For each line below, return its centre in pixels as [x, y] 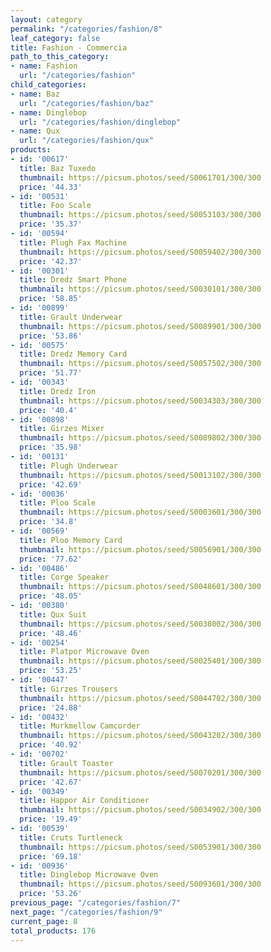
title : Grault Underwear [71, 317]
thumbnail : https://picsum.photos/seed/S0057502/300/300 [140, 364]
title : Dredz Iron [58, 391]
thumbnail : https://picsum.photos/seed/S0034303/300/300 [140, 401]
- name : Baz [35, 94]
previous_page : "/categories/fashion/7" [96, 903]
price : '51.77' [51, 373]
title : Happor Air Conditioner [84, 801]
